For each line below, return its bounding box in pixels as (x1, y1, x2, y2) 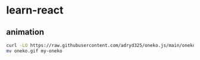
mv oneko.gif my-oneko (6, 48, 62, 54)
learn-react (6, 4, 64, 17)
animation (6, 27, 45, 37)
